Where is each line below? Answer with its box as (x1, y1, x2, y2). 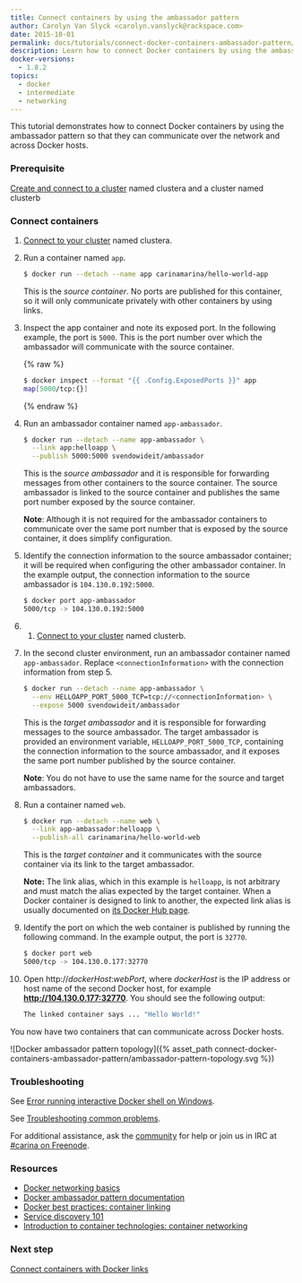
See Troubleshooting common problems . (10, 1113, 160, 1124)
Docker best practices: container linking (22, 1201, 171, 1212)
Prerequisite (10, 162, 65, 175)
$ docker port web (22, 949, 92, 959)
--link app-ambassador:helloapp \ (31, 825, 160, 834)
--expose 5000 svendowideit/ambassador (31, 701, 181, 710)
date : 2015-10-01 (10, 30, 75, 39)
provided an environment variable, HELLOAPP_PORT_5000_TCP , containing (22, 736, 284, 746)
